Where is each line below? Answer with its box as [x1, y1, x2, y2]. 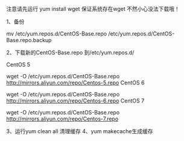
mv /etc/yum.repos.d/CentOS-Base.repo [6, 30, 107, 37]
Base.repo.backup [6, 37, 52, 43]
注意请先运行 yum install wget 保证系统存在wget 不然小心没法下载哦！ [6, 5, 180, 12]
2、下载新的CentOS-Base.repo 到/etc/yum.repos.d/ [6, 49, 135, 56]
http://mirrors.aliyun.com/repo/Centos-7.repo [6, 115, 119, 122]
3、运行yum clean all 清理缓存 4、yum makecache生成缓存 [6, 128, 153, 134]
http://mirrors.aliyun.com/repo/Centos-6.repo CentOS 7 [6, 97, 145, 104]
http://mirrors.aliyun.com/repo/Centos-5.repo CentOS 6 [6, 79, 145, 86]
